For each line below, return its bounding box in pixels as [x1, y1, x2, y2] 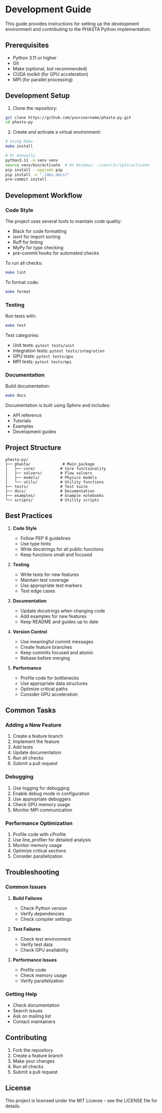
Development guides [12, 429, 57, 435]
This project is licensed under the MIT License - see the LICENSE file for [5, 1097, 157, 1103]
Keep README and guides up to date [20, 618, 99, 625]
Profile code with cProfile [12, 831, 66, 837]
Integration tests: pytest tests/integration [12, 347, 105, 354]
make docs [5, 393, 27, 398]
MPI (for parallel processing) [12, 76, 73, 83]
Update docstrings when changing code [20, 607, 105, 614]
